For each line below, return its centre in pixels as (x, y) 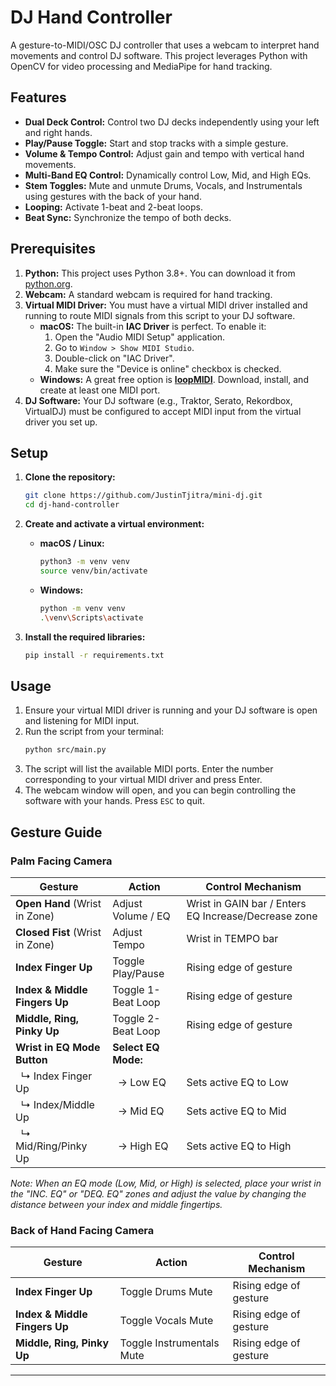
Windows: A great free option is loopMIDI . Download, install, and (174, 379)
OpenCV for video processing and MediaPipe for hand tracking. (141, 66)
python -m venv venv (82, 608)
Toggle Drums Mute (166, 1292)
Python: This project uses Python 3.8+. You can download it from (160, 273)
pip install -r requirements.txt (94, 655)
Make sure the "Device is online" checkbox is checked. (168, 368)
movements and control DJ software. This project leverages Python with (159, 55)
